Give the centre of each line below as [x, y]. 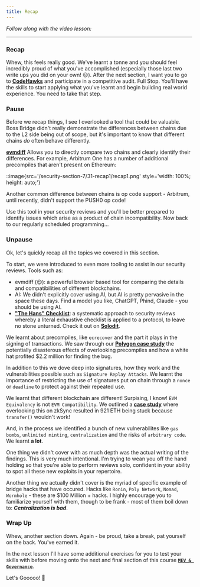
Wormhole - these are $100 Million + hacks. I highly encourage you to [89, 495]
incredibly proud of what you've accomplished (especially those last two [94, 68]
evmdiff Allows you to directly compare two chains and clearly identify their [98, 152]
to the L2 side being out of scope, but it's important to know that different [95, 134]
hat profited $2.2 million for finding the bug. [59, 356]
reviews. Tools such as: [35, 270]
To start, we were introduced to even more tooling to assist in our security [96, 264]
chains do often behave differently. [48, 141]
